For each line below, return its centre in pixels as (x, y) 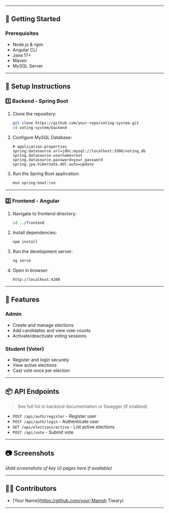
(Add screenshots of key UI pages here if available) (59, 468)
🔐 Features (22, 300)
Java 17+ (22, 55)
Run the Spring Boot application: (46, 174)
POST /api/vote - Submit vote (43, 432)
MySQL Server (28, 66)
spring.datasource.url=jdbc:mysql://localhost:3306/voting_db (79, 151)
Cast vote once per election (41, 370)
